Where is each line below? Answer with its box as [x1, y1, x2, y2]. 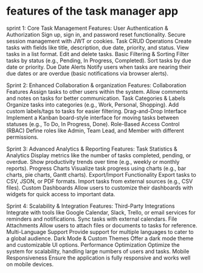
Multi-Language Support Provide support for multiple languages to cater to [6, 228, 194, 235]
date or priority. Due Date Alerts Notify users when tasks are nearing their [6, 63, 191, 71]
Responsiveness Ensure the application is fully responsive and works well [6, 254, 191, 261]
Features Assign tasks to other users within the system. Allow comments [6, 88, 188, 95]
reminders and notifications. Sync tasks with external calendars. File [6, 215, 177, 222]
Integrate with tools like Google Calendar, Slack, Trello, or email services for [6, 208, 196, 216]
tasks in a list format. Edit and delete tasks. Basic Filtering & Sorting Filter [6, 50, 190, 57]
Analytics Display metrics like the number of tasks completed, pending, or [6, 151, 191, 159]
